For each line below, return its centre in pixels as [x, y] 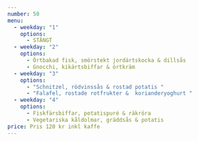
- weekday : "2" [36, 47]
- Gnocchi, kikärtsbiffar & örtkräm [80, 67]
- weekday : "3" [36, 73]
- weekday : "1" [36, 27]
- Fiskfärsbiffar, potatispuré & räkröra [89, 113]
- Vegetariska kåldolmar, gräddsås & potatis [95, 120]
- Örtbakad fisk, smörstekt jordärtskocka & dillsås [106, 61]
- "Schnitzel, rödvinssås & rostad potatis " [95, 87]
